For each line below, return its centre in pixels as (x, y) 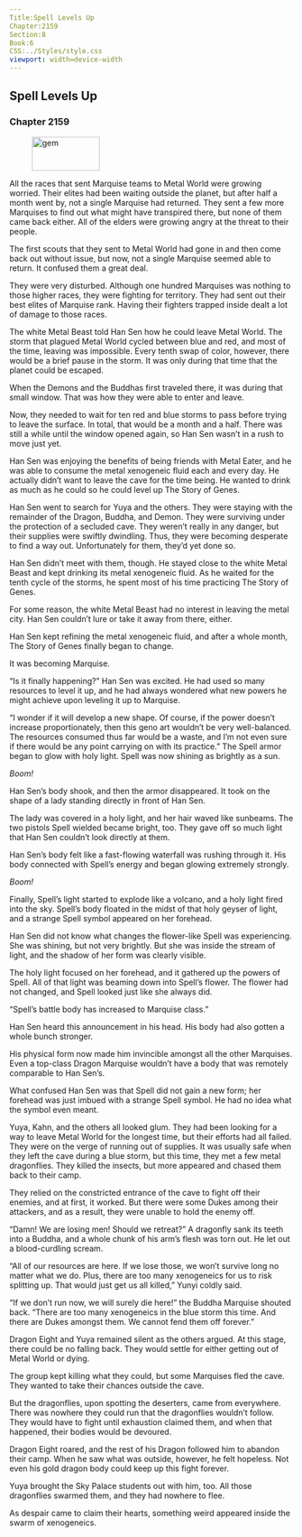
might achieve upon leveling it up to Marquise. (95, 699)
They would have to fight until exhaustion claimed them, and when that (141, 1421)
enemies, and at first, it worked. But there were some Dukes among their (144, 1202)
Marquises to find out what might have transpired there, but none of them (146, 212)
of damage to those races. (58, 314)
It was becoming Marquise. (60, 663)
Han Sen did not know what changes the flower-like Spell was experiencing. (151, 936)
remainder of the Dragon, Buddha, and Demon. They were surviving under (147, 516)
